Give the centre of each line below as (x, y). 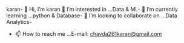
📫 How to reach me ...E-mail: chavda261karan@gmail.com (88, 34)
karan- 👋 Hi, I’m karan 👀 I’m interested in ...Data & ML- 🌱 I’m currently (92, 9)
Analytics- (19, 22)
